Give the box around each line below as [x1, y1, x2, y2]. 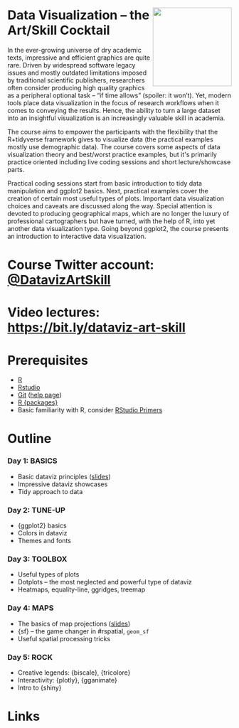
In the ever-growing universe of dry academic [7, 45, 142, 54]
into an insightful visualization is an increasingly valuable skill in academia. [7, 114, 225, 122]
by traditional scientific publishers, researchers [7, 75, 145, 85]
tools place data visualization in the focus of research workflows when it [7, 98, 219, 107]
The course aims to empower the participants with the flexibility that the [7, 127, 218, 136]
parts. [7, 165, 25, 173]
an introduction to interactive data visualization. [7, 232, 147, 240]
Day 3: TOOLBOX [7, 554, 68, 564]
